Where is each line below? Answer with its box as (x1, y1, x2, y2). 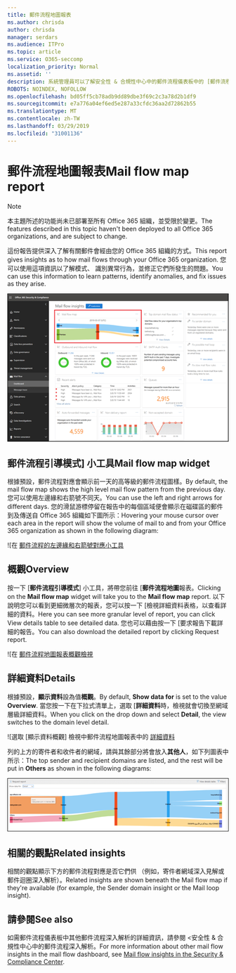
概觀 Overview (7, 563, 70, 576)
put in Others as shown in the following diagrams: (7, 763, 152, 773)
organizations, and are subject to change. (7, 232, 128, 240)
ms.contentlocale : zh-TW (7, 115, 80, 122)
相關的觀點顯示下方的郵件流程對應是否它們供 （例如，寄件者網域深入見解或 (7, 867, 225, 875)
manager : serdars (7, 34, 58, 41)
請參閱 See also (7, 913, 74, 925)
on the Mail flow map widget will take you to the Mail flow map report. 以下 (7, 592, 225, 600)
